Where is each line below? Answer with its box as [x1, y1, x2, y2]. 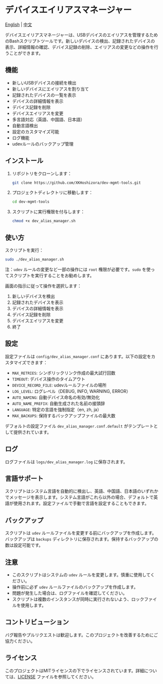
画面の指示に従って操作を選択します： [5, 283, 82, 289]
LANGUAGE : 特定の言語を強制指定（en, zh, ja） [12, 406, 102, 412]
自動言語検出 [12, 123, 38, 128]
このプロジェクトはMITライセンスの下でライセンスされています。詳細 [5, 667, 145, 673]
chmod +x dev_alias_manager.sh [12, 218, 76, 224]
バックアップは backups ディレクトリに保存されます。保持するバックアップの [5, 536, 159, 542]
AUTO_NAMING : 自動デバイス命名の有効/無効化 [12, 394, 100, 400]
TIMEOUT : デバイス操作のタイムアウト [12, 376, 86, 382]
